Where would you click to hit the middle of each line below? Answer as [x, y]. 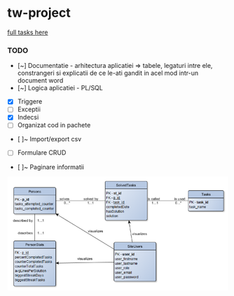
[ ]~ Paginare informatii [51, 167]
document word [40, 80]
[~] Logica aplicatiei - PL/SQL [60, 88]
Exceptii [29, 109]
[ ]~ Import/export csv [49, 139]
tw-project [39, 13]
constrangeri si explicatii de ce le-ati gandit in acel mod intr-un [108, 73]
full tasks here [28, 32]
